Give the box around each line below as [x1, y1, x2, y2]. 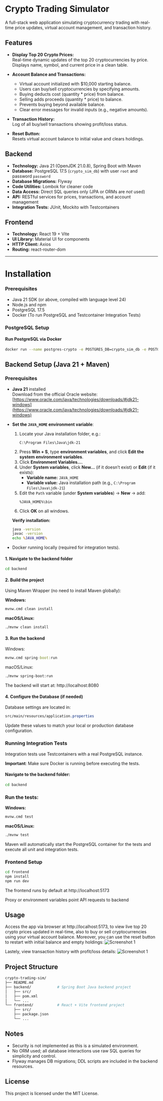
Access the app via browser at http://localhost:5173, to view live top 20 [5, 924, 147, 929]
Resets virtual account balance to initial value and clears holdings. [12, 136, 144, 141]
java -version [12, 526, 41, 532]
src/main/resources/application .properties [5, 714, 95, 719]
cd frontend [5, 869, 29, 874]
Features [5, 39, 33, 47]
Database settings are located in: [5, 704, 71, 710]
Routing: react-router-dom [12, 246, 66, 252]
